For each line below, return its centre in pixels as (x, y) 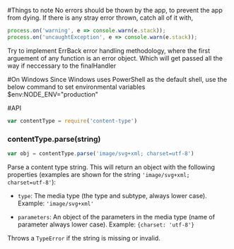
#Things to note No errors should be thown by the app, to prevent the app (115, 10)
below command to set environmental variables (76, 87)
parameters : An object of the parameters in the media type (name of (116, 217)
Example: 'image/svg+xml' (55, 203)
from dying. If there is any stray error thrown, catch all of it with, (100, 18)
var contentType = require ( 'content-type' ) (72, 121)
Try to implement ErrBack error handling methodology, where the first (109, 50)
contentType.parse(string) (54, 139)
